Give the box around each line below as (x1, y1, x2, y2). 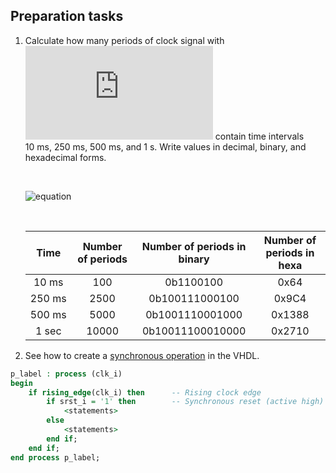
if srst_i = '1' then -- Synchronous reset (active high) (46, 397, 325, 407)
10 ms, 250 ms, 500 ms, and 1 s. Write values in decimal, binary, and (24, 140, 307, 153)
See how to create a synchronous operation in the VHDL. (24, 349, 260, 361)
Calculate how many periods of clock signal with (24, 34, 225, 46)
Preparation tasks (10, 8, 124, 25)
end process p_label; (10, 452, 101, 463)
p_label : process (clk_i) (10, 369, 123, 379)
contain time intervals (214, 130, 305, 142)
